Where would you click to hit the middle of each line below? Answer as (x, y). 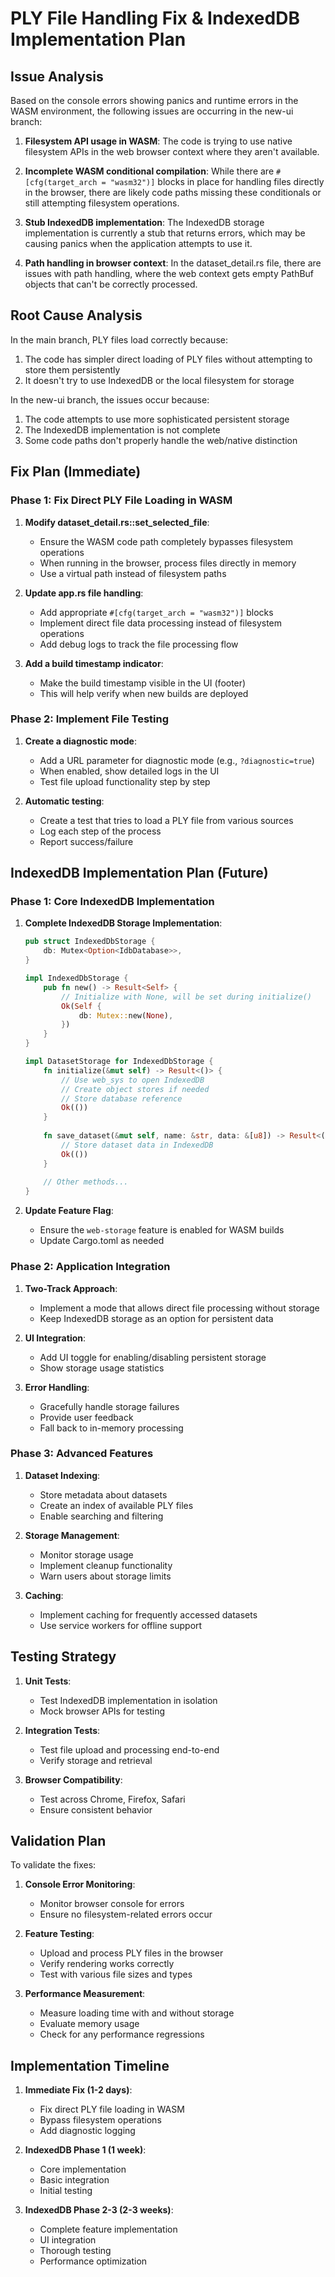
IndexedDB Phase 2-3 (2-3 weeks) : (99, 2210)
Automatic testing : (64, 801)
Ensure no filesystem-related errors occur (126, 1914)
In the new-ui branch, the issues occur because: (110, 399)
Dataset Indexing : (62, 1475)
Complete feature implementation (108, 2229)
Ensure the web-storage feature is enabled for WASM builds (162, 1230)
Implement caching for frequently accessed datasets (148, 1614)
